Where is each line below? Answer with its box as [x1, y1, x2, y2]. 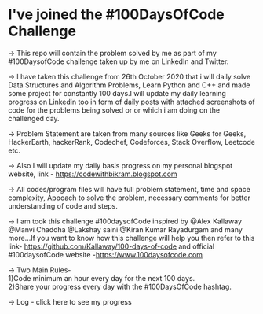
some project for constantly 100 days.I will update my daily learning [8, 88, 226, 98]
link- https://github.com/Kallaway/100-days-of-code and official [8, 242, 214, 251]
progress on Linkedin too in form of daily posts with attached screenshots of [8, 97, 255, 106]
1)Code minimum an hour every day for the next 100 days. [8, 273, 195, 283]
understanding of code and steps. [8, 201, 118, 210]
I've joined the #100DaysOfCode [8, 6, 225, 24]
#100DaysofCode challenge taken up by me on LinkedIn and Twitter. [8, 57, 229, 66]
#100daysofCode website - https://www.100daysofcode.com [8, 249, 203, 259]
